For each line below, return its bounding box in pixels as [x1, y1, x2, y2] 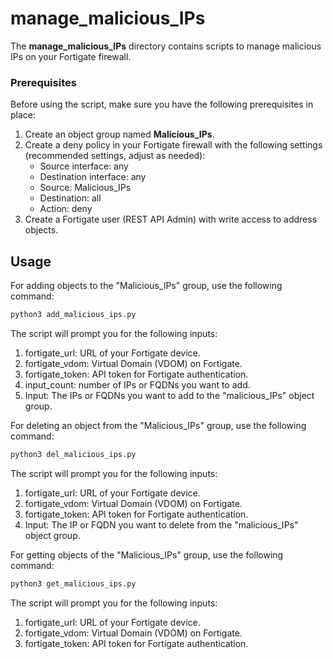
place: [10, 109, 37, 121]
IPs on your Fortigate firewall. [10, 50, 132, 62]
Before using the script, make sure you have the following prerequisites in [10, 98, 314, 111]
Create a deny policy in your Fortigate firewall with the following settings [24, 139, 323, 151]
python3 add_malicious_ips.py [10, 310, 137, 320]
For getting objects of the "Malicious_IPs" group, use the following [10, 548, 284, 561]
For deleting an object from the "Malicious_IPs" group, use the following [10, 419, 307, 431]
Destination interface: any [39, 171, 147, 183]
